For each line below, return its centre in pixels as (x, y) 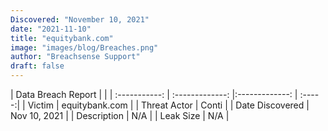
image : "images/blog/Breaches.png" (84, 47)
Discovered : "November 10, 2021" (80, 19)
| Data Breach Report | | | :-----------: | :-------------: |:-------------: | (154, 94)
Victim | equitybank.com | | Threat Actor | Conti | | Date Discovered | (168, 105)
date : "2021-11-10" (51, 29)
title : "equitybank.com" (62, 38)
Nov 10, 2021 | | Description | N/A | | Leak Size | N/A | (120, 115)
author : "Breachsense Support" (75, 57)
